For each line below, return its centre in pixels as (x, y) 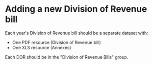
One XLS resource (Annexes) (41, 47)
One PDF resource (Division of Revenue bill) (57, 42)
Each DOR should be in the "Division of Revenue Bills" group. (67, 57)
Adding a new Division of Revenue (76, 9)
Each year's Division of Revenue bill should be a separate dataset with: (76, 33)
